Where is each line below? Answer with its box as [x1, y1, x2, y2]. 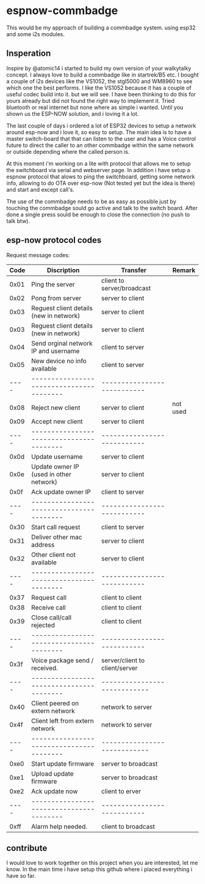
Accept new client [31, 417, 84, 426]
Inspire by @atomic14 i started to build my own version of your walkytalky [6, 64, 192, 72]
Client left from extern [31, 716, 94, 725]
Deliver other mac [31, 532, 82, 541]
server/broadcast [101, 284, 151, 292]
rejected [31, 621, 55, 629]
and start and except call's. [6, 186, 75, 193]
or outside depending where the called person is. [6, 148, 130, 155]
